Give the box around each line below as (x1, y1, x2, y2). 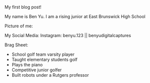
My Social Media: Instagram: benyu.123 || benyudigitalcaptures (4, 33, 131, 38)
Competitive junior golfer (11, 67, 62, 73)
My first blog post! (4, 4, 42, 10)
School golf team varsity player (11, 51, 75, 57)
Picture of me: (4, 23, 33, 29)
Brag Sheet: (4, 42, 29, 48)
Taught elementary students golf (11, 57, 78, 62)
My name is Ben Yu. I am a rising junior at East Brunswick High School (4, 14, 146, 19)
